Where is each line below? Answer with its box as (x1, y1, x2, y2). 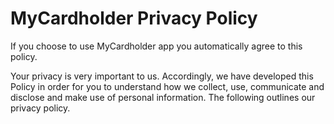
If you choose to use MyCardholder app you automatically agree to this (10, 40, 303, 52)
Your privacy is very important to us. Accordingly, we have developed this (10, 70, 314, 82)
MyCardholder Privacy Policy (10, 7, 258, 30)
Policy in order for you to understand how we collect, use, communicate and (10, 80, 325, 92)
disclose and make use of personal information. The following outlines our (10, 91, 316, 103)
